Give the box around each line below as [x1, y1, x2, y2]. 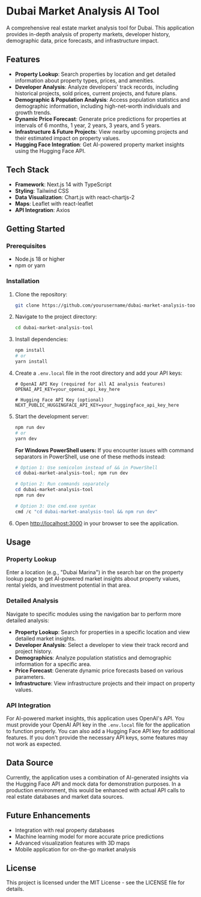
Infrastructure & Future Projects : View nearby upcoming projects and [14, 128, 188, 135]
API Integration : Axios [14, 206, 70, 213]
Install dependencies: [14, 336, 68, 343]
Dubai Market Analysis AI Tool [6, 4, 160, 18]
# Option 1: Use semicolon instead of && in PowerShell [14, 464, 158, 470]
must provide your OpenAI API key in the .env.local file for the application [6, 721, 190, 728]
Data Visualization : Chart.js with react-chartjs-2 [14, 193, 135, 201]
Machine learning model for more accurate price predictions [14, 833, 164, 840]
